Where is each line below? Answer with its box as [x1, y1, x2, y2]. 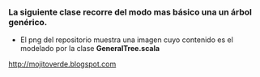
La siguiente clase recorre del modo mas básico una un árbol [8, 6, 253, 18]
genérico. [8, 16, 48, 28]
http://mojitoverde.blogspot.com [8, 59, 117, 69]
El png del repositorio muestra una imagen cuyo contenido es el [19, 35, 233, 45]
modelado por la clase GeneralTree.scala [19, 44, 160, 53]
